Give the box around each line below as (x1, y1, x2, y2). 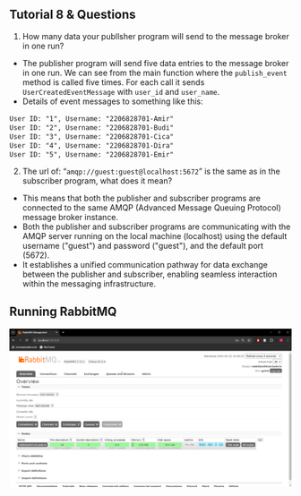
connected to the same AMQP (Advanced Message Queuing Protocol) (21, 201, 282, 213)
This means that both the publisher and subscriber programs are (21, 192, 262, 203)
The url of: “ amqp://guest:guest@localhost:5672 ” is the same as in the (21, 166, 280, 176)
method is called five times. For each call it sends (21, 76, 205, 88)
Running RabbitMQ (9, 304, 117, 320)
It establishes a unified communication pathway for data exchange (21, 259, 269, 269)
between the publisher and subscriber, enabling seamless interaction (21, 269, 278, 279)
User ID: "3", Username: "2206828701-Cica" (9, 132, 175, 141)
